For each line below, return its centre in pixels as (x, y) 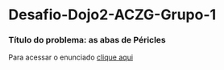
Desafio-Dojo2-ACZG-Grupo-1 (112, 15)
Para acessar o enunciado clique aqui (71, 57)
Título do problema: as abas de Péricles (87, 40)
